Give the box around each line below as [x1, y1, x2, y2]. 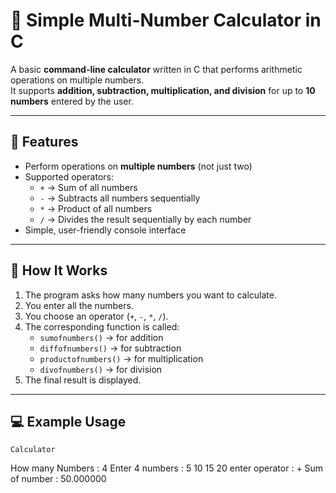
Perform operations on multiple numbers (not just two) [24, 160, 253, 172]
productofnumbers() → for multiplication [39, 352, 204, 364]
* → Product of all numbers [39, 202, 153, 214]
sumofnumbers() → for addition [39, 331, 164, 343]
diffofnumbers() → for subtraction [39, 342, 182, 354]
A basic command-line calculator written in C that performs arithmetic [10, 63, 303, 75]
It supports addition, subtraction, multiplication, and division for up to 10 [10, 84, 316, 96]
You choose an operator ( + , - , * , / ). [24, 310, 169, 322]
